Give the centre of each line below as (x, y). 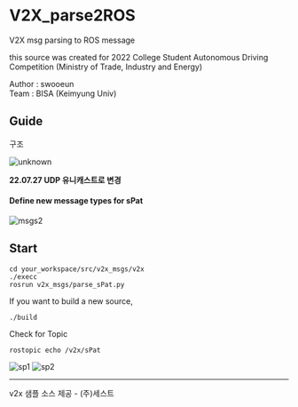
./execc (24, 276)
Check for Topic (39, 333)
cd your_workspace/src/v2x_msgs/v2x (77, 269)
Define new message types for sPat (76, 201)
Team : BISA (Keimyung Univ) (63, 93)
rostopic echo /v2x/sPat (55, 350)
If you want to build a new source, (71, 301)
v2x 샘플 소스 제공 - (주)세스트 (62, 393)
